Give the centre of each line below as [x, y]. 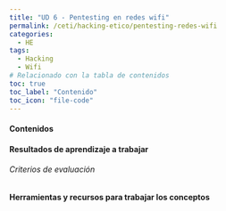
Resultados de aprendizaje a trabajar [79, 149]
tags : [19, 51]
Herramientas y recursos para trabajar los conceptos [109, 197]
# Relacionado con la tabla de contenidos [89, 76]
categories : [31, 34]
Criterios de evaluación [52, 169]
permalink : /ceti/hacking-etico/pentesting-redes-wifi [113, 26]
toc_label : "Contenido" [54, 92]
